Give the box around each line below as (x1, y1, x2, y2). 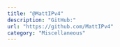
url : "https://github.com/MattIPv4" (7, 23, 114, 30)
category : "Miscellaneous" (7, 29, 86, 37)
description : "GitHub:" (7, 17, 77, 23)
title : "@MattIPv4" (7, 10, 64, 17)
